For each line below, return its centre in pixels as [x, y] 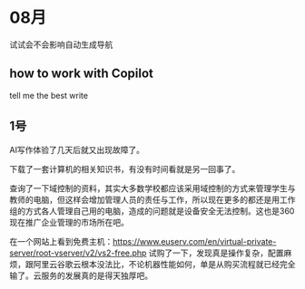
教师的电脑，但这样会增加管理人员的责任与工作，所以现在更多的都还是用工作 [152, 199]
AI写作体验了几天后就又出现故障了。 [77, 149]
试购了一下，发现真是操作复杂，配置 [216, 253]
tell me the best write [49, 95]
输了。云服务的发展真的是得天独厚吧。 [81, 275]
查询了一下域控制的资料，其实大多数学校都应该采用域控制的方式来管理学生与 [152, 188]
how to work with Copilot [82, 74]
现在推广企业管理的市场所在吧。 [69, 222]
